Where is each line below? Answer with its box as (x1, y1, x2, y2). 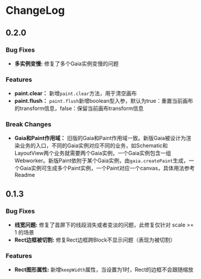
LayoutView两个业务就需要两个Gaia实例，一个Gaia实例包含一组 (14, 150, 172, 157)
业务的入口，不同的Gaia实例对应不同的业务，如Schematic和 (19, 142, 168, 149)
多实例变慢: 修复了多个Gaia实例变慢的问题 (14, 60, 119, 67)
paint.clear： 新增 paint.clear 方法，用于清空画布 (14, 90, 137, 97)
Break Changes (5, 120, 52, 129)
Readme (14, 171, 36, 179)
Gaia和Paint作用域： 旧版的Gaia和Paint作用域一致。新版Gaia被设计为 (14, 135, 187, 142)
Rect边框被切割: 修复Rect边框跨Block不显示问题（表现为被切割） (14, 236, 176, 244)
